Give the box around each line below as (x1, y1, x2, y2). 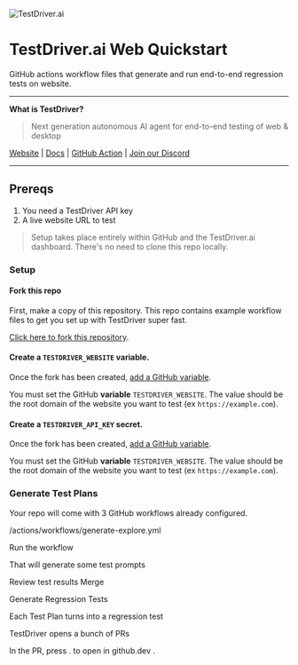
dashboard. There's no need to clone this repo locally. (30, 241, 229, 252)
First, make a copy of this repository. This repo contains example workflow (9, 305, 282, 315)
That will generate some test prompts (9, 559, 146, 570)
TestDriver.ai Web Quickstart (9, 40, 228, 59)
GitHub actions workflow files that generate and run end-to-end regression (9, 68, 284, 79)
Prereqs (9, 182, 54, 197)
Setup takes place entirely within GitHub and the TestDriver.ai (30, 232, 255, 242)
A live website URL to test (21, 214, 116, 226)
